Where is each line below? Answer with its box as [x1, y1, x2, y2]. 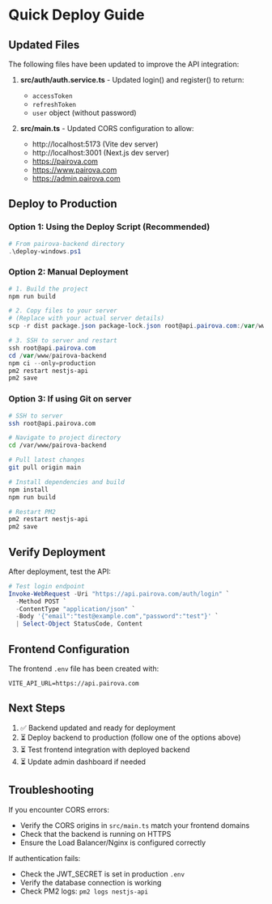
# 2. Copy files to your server [8, 307, 117, 315]
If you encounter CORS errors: [8, 804, 109, 814]
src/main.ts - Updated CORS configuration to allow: [19, 124, 194, 133]
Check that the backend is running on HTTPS [19, 829, 172, 838]
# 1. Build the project [8, 285, 89, 293]
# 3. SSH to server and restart [8, 337, 117, 345]
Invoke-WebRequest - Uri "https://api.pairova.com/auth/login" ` [8, 589, 230, 598]
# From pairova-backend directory [8, 240, 125, 248]
